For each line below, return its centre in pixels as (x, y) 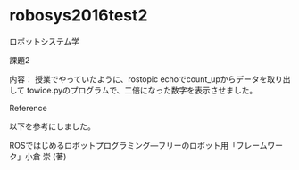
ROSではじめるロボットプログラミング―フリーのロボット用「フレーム (138, 145)
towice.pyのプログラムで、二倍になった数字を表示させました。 (142, 90)
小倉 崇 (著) (46, 156)
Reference (28, 108)
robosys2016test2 (79, 16)
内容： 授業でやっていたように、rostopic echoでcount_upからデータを (138, 79)
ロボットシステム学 (45, 41)
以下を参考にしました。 (50, 126)
